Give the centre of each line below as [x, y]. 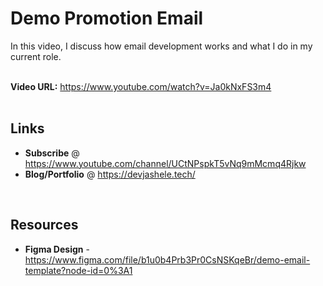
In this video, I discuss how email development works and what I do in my [161, 46]
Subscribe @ [52, 153]
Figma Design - [57, 249]
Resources [44, 225]
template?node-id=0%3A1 [78, 270]
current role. [36, 56]
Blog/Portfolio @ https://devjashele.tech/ [110, 174]
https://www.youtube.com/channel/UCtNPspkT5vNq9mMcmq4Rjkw [165, 163]
